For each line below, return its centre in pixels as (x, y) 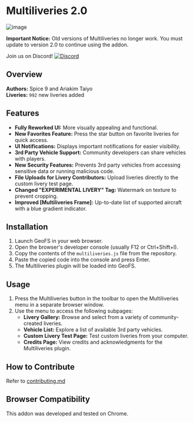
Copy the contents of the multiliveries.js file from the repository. (96, 253)
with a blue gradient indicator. (51, 208)
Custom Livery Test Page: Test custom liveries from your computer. (106, 336)
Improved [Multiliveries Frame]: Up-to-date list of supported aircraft (98, 202)
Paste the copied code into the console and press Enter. (82, 260)
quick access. (31, 140)
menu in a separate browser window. (59, 305)
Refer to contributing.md (36, 381)
